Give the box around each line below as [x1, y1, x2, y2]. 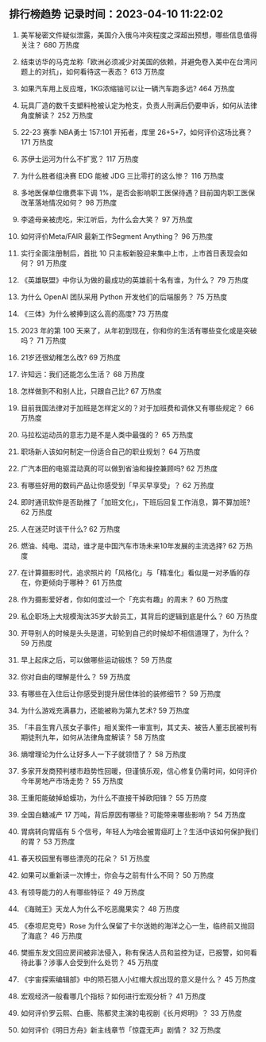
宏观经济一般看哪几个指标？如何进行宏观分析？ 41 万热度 [20, 991, 206, 1001]
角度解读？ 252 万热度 [20, 110, 94, 120]
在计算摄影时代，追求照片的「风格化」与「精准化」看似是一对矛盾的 [20, 567, 244, 577]
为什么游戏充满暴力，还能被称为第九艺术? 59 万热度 [20, 706, 190, 715]
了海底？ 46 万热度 [20, 931, 83, 940]
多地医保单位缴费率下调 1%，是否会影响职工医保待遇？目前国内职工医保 [20, 187, 256, 197]
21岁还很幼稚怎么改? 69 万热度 [20, 352, 121, 362]
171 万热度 [20, 137, 54, 147]
